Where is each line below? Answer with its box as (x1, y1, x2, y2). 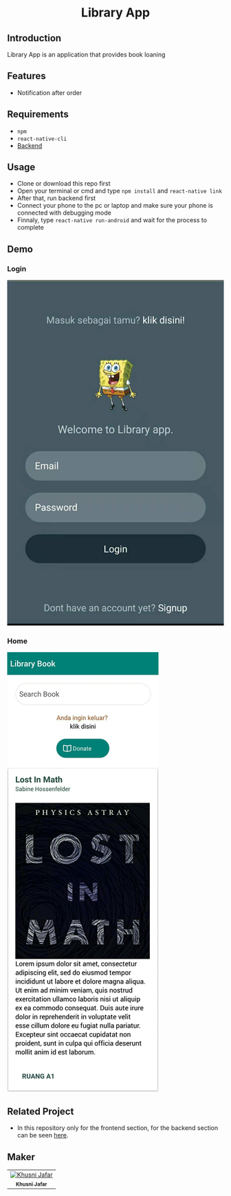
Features (7, 70, 46, 82)
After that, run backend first (16, 194, 96, 202)
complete (16, 224, 45, 232)
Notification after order (16, 88, 82, 97)
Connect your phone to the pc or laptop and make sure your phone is (16, 202, 213, 210)
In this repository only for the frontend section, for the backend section (16, 1124, 219, 1132)
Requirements (7, 109, 69, 120)
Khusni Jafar (16, 1181, 47, 1188)
